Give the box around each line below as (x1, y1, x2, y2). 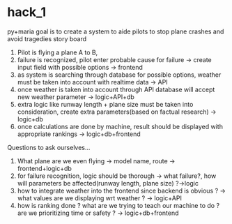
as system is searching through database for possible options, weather (17, 70, 222, 79)
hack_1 (7, 4, 47, 20)
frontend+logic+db (17, 164, 72, 172)
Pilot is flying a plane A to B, (17, 48, 98, 57)
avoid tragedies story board (7, 34, 87, 43)
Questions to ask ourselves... (7, 143, 91, 151)
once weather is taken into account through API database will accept (17, 85, 215, 94)
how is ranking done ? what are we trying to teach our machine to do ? (17, 201, 220, 209)
